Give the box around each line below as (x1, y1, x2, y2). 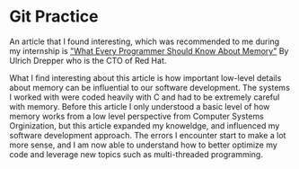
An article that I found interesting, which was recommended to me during (9, 36, 280, 47)
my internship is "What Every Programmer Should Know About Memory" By (9, 45, 289, 56)
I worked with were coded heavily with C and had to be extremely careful (9, 92, 280, 102)
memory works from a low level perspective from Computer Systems (9, 111, 265, 121)
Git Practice (9, 6, 99, 27)
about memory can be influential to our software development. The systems (9, 82, 290, 93)
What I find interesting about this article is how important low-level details (9, 72, 282, 83)
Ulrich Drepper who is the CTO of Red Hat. (9, 55, 167, 66)
